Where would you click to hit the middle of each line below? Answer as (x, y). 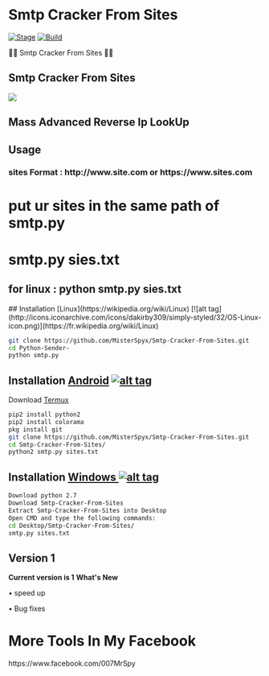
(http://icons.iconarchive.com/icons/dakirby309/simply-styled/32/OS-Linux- (135, 317)
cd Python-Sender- (39, 348)
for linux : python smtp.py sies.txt (95, 289)
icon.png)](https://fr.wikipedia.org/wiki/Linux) (84, 326)
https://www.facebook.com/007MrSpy (72, 664)
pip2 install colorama (46, 422)
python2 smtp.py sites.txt (53, 452)
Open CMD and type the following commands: (82, 518)
